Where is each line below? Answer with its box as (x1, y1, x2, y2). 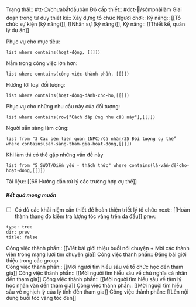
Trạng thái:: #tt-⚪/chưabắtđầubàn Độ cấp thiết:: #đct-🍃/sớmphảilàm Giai (6, 6, 183, 13)
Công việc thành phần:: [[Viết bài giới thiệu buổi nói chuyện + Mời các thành (6, 245, 190, 252)
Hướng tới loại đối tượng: (6, 81, 66, 88)
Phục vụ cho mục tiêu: (6, 38, 60, 45)
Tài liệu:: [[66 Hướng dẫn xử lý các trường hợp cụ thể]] (6, 178, 137, 185)
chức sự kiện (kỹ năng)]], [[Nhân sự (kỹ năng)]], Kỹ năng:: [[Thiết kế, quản (6, 21, 185, 28)
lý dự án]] (6, 27, 29, 33)
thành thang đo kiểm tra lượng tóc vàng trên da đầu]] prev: (14, 213, 156, 220)
